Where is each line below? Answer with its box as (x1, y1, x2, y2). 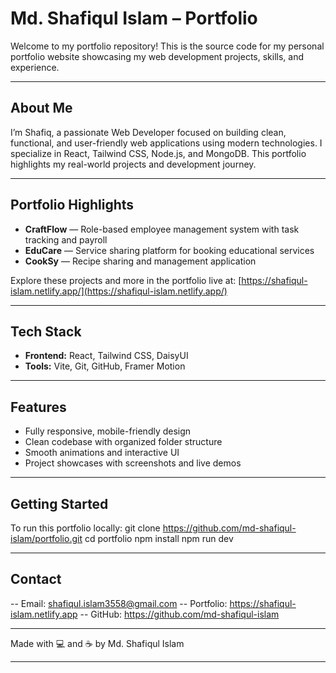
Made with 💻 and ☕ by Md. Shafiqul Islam (10, 637, 185, 649)
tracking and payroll (24, 233, 108, 246)
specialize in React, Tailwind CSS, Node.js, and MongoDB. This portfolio (10, 147, 307, 159)
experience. (10, 61, 60, 73)
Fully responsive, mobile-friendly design (24, 425, 192, 437)
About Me (10, 100, 73, 117)
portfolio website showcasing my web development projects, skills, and (10, 50, 305, 62)
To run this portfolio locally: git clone (10, 522, 161, 534)
